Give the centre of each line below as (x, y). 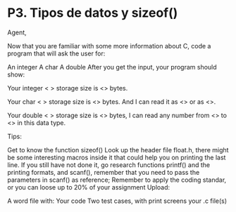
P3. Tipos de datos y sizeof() (93, 13)
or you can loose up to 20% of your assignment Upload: (89, 187)
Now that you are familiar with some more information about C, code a (109, 46)
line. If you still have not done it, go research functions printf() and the (108, 165)
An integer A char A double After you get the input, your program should (112, 67)
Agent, (17, 32)
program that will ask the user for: (56, 53)
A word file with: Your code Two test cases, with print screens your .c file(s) (117, 201)
